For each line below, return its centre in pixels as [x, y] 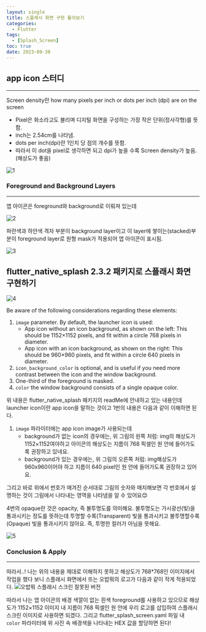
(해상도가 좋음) [33, 158]
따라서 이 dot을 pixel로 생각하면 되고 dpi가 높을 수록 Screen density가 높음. [106, 150]
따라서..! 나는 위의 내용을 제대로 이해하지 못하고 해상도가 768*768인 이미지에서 [101, 571]
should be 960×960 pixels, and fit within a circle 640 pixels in [102, 355]
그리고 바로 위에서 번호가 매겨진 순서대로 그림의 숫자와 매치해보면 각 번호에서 [98, 487]
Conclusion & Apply [36, 552]
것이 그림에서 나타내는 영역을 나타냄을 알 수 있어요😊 [85, 495]
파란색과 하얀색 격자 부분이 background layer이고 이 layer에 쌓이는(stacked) [99, 231]
